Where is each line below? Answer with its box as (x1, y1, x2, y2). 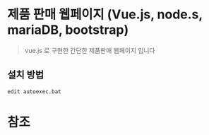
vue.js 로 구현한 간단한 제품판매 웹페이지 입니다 (24, 46, 155, 54)
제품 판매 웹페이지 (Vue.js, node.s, (7, 6, 203, 23)
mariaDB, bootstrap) (7, 22, 129, 38)
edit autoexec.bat (7, 88, 61, 95)
